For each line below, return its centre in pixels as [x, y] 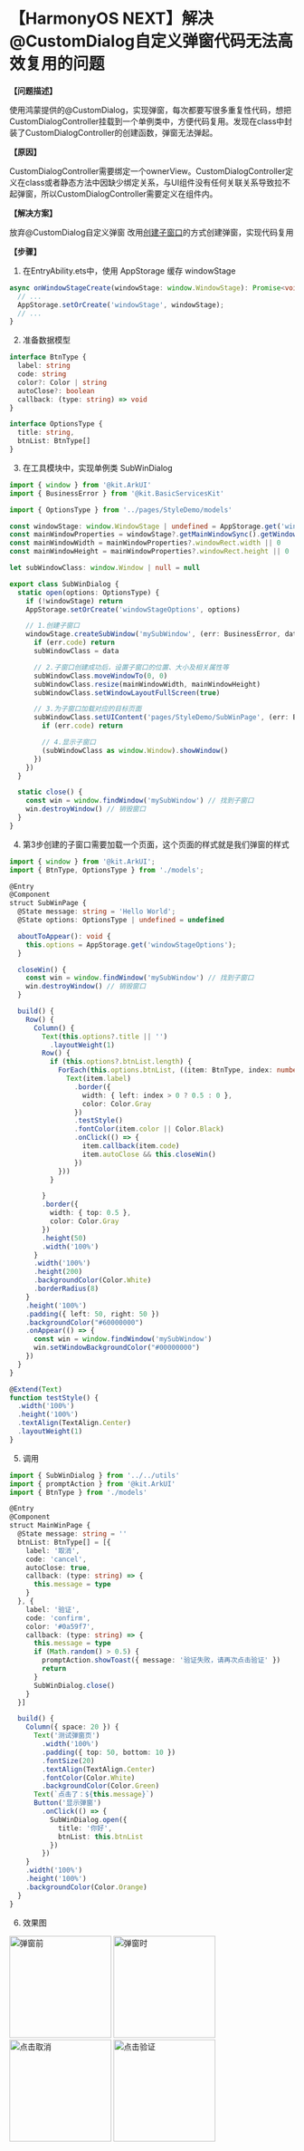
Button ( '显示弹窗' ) [67, 1803]
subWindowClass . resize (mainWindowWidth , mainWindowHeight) [147, 684]
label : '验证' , [53, 1609]
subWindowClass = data [76, 651]
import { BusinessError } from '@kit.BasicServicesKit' [117, 493]
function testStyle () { [54, 1398]
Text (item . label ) [99, 1079]
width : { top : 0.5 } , [90, 1213]
